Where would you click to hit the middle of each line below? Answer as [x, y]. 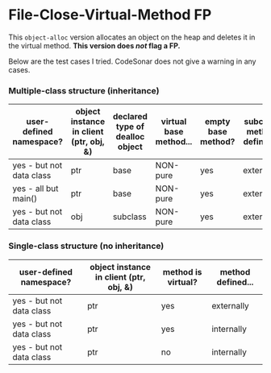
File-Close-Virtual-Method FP [110, 15]
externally [231, 305]
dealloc [130, 137]
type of [130, 126]
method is [182, 271]
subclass [129, 217]
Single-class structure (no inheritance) [86, 246]
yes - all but [35, 189]
